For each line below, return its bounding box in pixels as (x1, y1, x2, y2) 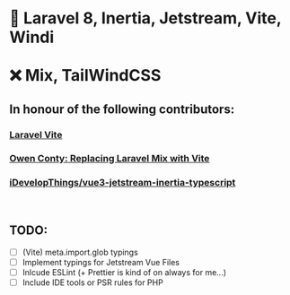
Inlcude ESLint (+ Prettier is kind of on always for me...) (22, 266, 227, 277)
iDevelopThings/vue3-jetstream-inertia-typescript (9, 177, 236, 189)
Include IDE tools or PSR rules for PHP (22, 277, 163, 288)
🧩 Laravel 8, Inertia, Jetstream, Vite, (9, 8, 282, 29)
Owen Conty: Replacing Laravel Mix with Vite (9, 152, 210, 165)
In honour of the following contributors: (9, 101, 235, 117)
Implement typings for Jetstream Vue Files (22, 256, 180, 267)
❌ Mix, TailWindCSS (9, 65, 162, 86)
